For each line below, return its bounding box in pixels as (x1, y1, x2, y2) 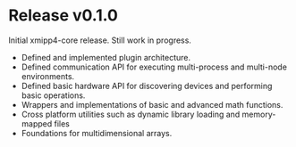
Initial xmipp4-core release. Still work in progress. (8, 35, 191, 45)
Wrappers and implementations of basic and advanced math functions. (21, 99, 283, 110)
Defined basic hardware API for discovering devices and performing (21, 80, 273, 91)
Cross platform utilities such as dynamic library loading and (21, 109, 241, 119)
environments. (21, 70, 75, 81)
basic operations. (21, 90, 86, 101)
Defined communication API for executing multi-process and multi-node (21, 61, 288, 72)
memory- (241, 109, 276, 119)
